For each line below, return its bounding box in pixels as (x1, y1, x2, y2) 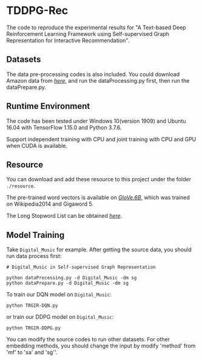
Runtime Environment (6, 101, 90, 111)
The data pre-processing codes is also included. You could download (6, 71, 180, 78)
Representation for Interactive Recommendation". (6, 37, 130, 44)
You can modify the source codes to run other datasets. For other (6, 336, 170, 343)
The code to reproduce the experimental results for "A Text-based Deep (6, 24, 186, 31)
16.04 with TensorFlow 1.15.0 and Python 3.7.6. (6, 124, 122, 131)
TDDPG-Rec (6, 4, 69, 18)
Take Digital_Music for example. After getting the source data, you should (6, 246, 192, 253)
